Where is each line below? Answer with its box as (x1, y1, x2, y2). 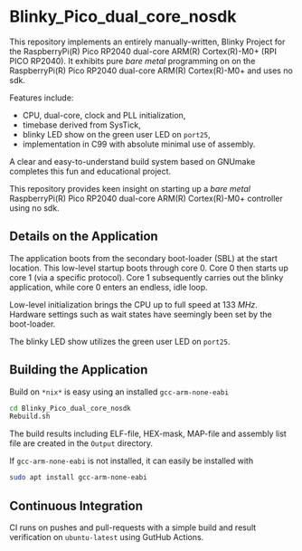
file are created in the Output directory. (9, 438, 154, 449)
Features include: (9, 92, 74, 103)
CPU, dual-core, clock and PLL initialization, (22, 109, 186, 120)
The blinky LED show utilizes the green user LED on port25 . (9, 336, 231, 347)
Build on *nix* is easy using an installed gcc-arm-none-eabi (9, 386, 229, 397)
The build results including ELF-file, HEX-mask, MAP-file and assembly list (9, 428, 287, 440)
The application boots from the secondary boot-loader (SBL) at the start (9, 252, 278, 263)
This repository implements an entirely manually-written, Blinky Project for (9, 36, 286, 47)
